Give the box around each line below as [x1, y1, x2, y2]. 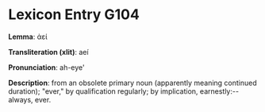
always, [8, 95, 33, 104]
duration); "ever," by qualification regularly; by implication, [8, 86, 198, 96]
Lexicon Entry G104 [8, 6, 140, 24]
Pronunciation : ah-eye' [8, 62, 85, 72]
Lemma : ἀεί [8, 32, 48, 41]
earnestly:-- [199, 86, 240, 96]
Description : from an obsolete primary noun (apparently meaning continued [8, 78, 258, 87]
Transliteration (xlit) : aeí [8, 47, 89, 56]
